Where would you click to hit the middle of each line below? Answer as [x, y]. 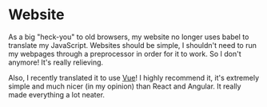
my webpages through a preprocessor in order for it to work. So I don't [125, 53]
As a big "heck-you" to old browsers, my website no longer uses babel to [129, 37]
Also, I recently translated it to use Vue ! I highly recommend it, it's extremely [134, 77]
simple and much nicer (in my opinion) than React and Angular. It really [125, 86]
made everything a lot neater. [57, 94]
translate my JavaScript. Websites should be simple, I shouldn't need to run [133, 45]
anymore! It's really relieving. [56, 62]
